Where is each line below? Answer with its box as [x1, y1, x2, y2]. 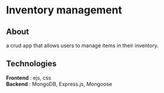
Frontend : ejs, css [6, 74, 51, 81]
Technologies [6, 59, 57, 69]
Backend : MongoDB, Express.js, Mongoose [6, 80, 113, 87]
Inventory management [6, 3, 123, 17]
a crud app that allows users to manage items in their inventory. [6, 42, 159, 49]
